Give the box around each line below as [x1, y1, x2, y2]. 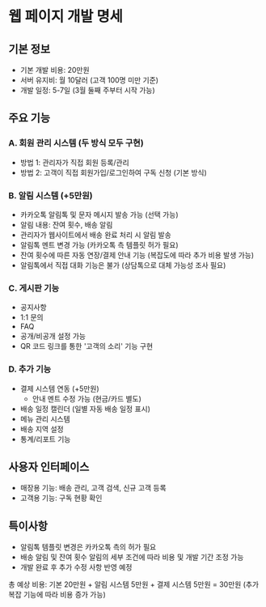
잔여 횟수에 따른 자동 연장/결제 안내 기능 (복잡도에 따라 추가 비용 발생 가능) [19, 250, 255, 260]
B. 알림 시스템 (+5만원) [8, 189, 93, 201]
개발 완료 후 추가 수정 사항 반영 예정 [19, 562, 133, 572]
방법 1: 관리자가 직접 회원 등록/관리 [19, 157, 129, 167]
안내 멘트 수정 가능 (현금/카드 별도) [32, 393, 141, 403]
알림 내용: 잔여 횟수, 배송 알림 [19, 219, 113, 229]
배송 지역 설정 [19, 424, 64, 434]
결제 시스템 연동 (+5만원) [19, 384, 99, 393]
